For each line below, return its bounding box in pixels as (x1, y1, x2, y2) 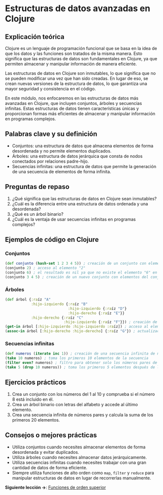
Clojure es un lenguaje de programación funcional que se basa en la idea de (5, 46, 157, 51)
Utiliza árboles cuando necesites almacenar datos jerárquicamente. (12, 454, 147, 460)
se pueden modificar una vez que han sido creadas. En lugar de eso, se (5, 76, 148, 81)
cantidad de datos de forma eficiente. (12, 464, 87, 470)
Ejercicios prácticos (5, 378, 66, 387)
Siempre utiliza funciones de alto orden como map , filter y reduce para (12, 470, 154, 476)
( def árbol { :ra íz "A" (5, 297, 51, 302)
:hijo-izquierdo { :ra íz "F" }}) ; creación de (64, 320, 158, 324)
